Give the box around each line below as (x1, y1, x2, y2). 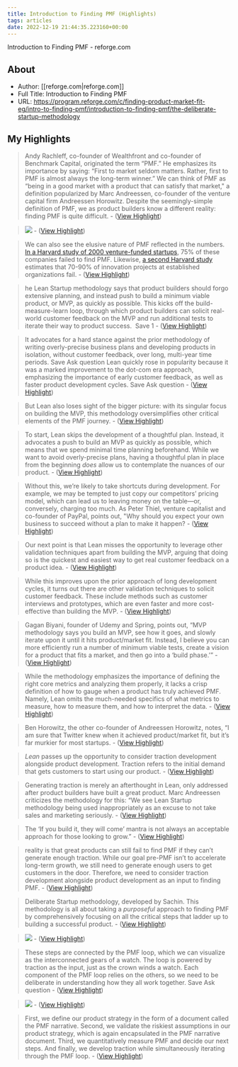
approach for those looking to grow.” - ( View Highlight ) (24, 833, 185, 840)
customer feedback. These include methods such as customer (24, 592, 208, 600)
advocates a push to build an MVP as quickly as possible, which (24, 438, 212, 446)
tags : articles (7, 17, 52, 24)
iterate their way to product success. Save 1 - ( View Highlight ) (24, 321, 208, 330)
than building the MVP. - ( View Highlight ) (52, 607, 172, 615)
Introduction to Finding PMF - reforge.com (7, 43, 131, 52)
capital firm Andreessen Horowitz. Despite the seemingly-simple (24, 197, 213, 205)
